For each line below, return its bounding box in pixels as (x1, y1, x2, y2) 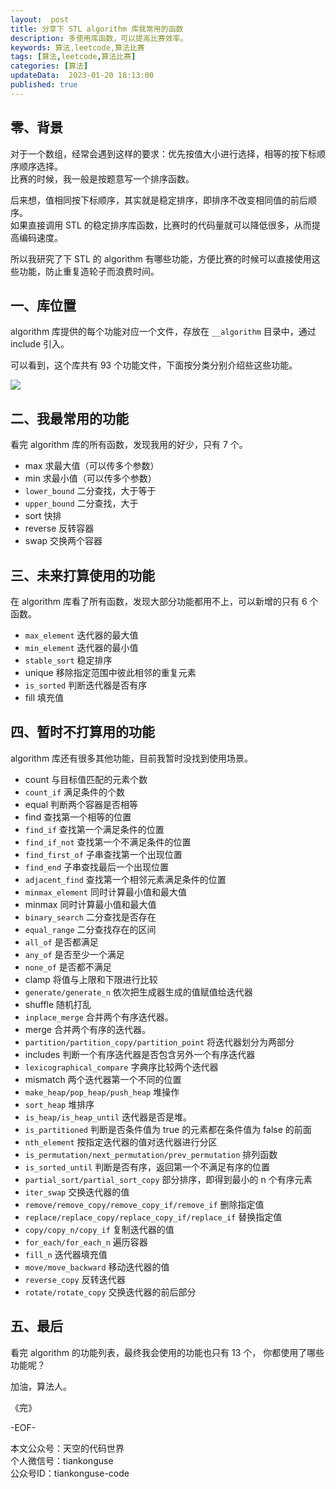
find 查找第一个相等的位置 (24, 811, 132, 823)
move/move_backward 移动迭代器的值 (24, 1261, 170, 1273)
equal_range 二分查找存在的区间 (24, 923, 157, 935)
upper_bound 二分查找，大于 (24, 497, 139, 510)
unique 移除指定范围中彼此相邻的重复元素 (24, 667, 197, 678)
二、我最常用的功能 (10, 410, 129, 427)
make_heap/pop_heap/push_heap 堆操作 (24, 1086, 180, 1098)
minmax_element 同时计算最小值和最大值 (24, 886, 187, 898)
